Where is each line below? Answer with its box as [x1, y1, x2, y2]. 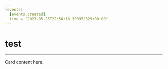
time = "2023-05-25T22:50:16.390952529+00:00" [9, 16, 108, 21]
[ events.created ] [9, 12, 46, 17]
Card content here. [5, 59, 44, 65]
